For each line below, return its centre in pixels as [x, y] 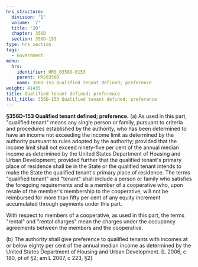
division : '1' [29, 17]
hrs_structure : [25, 11]
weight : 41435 [24, 88]
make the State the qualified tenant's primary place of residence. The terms [98, 172]
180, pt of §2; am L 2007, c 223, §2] [49, 258]
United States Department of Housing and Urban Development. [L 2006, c [96, 252]
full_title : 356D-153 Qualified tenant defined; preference [82, 99]
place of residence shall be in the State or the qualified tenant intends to [94, 166]
